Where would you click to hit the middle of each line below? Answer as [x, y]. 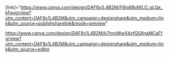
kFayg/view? [18, 13]
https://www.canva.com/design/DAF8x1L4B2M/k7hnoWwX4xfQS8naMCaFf [84, 33]
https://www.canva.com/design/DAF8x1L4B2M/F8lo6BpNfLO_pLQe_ [92, 7]
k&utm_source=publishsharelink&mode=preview [55, 23]
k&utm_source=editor [27, 49]
